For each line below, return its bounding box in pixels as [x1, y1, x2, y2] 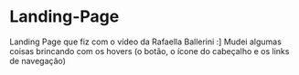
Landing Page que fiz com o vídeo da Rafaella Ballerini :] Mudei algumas [9, 36, 282, 47]
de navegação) [9, 55, 67, 66]
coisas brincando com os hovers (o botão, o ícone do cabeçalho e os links [9, 45, 290, 56]
